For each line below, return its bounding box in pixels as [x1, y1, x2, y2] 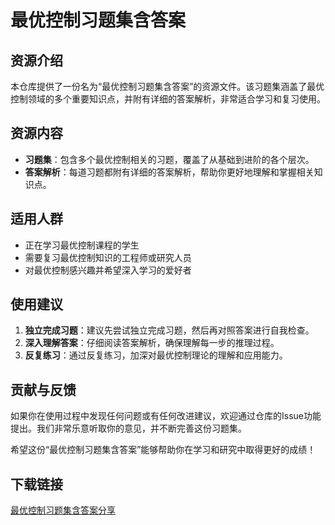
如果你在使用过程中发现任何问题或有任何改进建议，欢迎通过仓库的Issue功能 [10, 410, 322, 422]
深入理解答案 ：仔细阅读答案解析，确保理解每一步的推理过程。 [24, 337, 280, 349]
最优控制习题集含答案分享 [10, 504, 116, 516]
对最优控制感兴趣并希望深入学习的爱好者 [24, 264, 192, 276]
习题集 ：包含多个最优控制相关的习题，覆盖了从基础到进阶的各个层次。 [24, 153, 315, 165]
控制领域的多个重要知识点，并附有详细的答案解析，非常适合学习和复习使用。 [10, 93, 326, 105]
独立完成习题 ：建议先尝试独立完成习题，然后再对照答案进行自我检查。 [24, 324, 315, 336]
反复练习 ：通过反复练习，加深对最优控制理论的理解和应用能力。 [24, 349, 288, 361]
